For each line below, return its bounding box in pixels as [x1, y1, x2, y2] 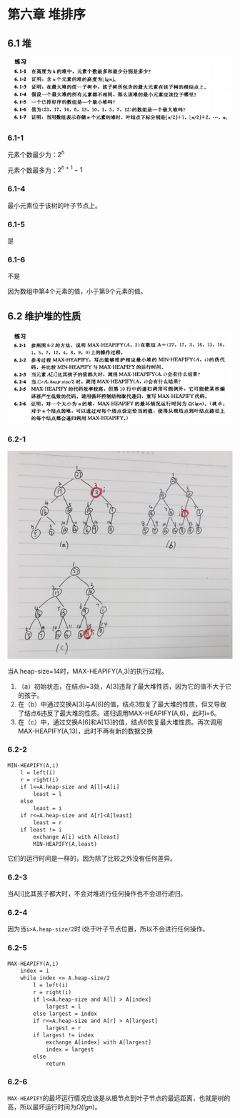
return [45, 1060, 66, 1067]
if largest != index [33, 1032, 94, 1039]
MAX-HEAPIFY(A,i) [7, 960, 59, 967]
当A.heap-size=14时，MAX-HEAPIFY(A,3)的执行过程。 [7, 667, 168, 675]
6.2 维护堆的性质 [7, 310, 81, 322]
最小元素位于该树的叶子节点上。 [7, 201, 101, 209]
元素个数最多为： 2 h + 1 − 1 [7, 164, 83, 174]
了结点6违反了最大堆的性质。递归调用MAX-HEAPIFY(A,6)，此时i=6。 [17, 709, 221, 717]
